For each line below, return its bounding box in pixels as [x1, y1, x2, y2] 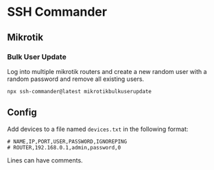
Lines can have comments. [7, 156, 84, 165]
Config [7, 107, 37, 119]
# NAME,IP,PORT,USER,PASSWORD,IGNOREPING [7, 138, 128, 145]
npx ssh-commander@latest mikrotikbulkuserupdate [7, 88, 152, 95]
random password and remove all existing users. [7, 75, 145, 83]
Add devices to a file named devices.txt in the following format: [7, 125, 189, 133]
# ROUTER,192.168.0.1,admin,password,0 [7, 144, 121, 151]
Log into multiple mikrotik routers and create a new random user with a [7, 67, 207, 75]
